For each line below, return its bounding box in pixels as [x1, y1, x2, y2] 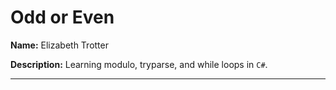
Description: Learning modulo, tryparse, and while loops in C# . [10, 58, 268, 70]
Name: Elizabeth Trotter [10, 39, 109, 51]
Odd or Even [10, 6, 115, 29]
